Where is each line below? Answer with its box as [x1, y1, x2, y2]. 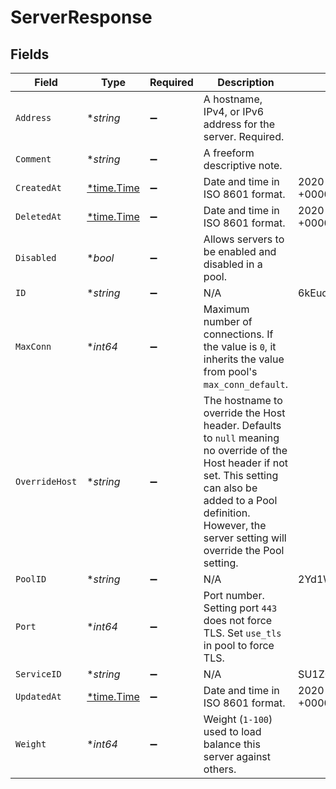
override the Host [203, 406, 286, 420]
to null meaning [203, 431, 280, 445]
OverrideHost [15, 476, 78, 487]
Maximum [203, 302, 250, 316]
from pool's [203, 365, 258, 378]
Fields [10, 46, 50, 63]
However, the [203, 519, 267, 532]
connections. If [203, 327, 274, 341]
